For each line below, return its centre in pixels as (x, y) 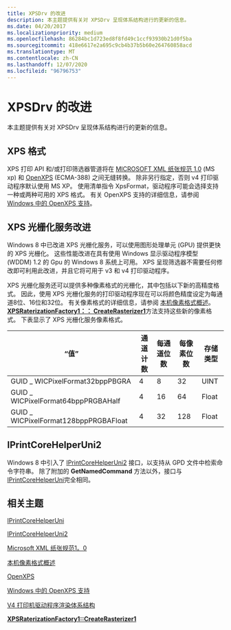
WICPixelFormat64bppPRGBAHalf (66, 401)
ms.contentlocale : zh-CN (43, 58)
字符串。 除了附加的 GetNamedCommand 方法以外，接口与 (97, 471)
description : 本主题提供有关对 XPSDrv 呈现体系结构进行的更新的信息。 (98, 20)
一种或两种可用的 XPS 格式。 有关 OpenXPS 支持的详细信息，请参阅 (103, 195)
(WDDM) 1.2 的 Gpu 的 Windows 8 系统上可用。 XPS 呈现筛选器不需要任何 (112, 262)
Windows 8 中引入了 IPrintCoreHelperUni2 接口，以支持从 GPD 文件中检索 (112, 462)
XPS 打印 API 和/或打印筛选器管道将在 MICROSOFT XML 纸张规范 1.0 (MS (111, 169)
